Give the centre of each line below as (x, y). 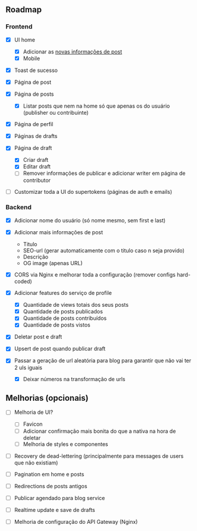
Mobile (32, 58)
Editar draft (37, 166)
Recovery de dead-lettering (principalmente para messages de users (99, 456)
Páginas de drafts (36, 136)
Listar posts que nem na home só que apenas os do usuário (96, 106)
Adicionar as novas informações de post (73, 51)
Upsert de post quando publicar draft (60, 349)
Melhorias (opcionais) (47, 398)
